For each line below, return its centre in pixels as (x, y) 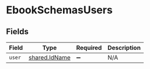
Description (124, 48)
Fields (18, 32)
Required (89, 48)
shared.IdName (50, 57)
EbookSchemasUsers (59, 10)
